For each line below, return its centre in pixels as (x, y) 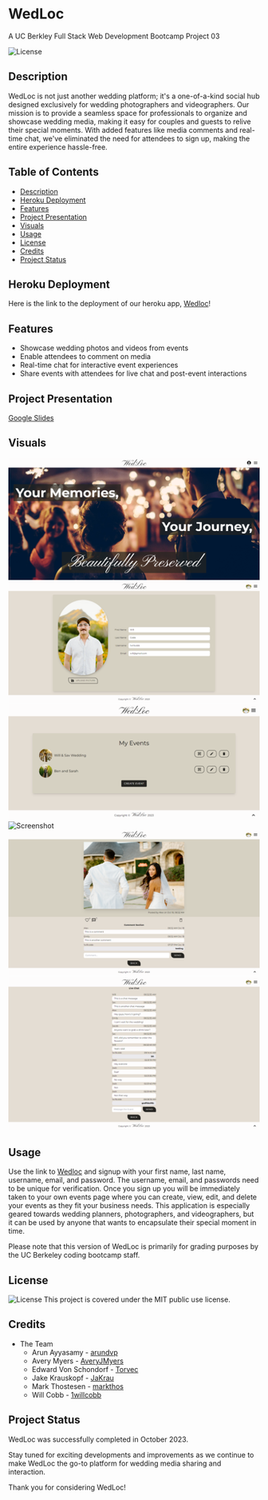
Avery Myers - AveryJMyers (77, 1361)
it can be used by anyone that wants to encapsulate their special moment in (132, 1223)
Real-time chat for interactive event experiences (99, 365)
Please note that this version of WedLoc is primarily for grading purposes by (134, 1247)
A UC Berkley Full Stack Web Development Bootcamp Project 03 (114, 36)
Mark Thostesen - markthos (78, 1386)
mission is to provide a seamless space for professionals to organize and (128, 113)
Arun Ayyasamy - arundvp (75, 1352)
